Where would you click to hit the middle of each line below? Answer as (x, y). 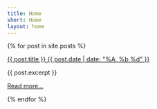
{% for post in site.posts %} (47, 46)
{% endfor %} (27, 99)
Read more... (25, 86)
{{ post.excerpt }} (32, 72)
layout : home (26, 26)
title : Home (24, 13)
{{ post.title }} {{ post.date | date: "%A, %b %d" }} (78, 59)
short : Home (24, 20)
